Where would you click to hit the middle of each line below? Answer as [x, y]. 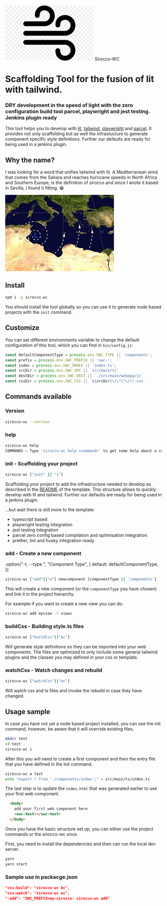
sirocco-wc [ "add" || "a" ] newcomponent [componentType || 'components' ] [81, 579]
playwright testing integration [42, 524]
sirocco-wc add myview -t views [39, 613]
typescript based [30, 519]
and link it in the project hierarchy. [40, 594]
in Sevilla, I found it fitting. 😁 [35, 188]
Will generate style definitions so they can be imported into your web [76, 647]
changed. [15, 696]
